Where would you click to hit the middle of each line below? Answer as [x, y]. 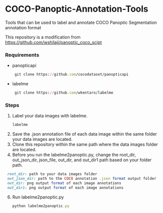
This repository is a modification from [43, 37]
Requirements [22, 55]
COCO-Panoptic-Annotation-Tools [77, 9]
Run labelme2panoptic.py [38, 197]
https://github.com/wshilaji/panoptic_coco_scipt [53, 42]
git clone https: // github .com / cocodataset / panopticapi [71, 75]
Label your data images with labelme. [50, 116]
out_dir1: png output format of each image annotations [65, 188]
